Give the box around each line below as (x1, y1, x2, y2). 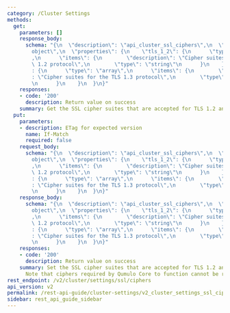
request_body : (19, 144, 60, 150)
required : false (25, 137, 72, 144)
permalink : (7, 290, 38, 297)
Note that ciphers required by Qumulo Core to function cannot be (25, 271, 219, 277)
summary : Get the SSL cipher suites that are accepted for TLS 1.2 (19, 105, 216, 112)
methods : (7, 16, 32, 23)
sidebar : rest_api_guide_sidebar (7, 296, 103, 303)
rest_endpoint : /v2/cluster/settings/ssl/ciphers (7, 277, 152, 284)
